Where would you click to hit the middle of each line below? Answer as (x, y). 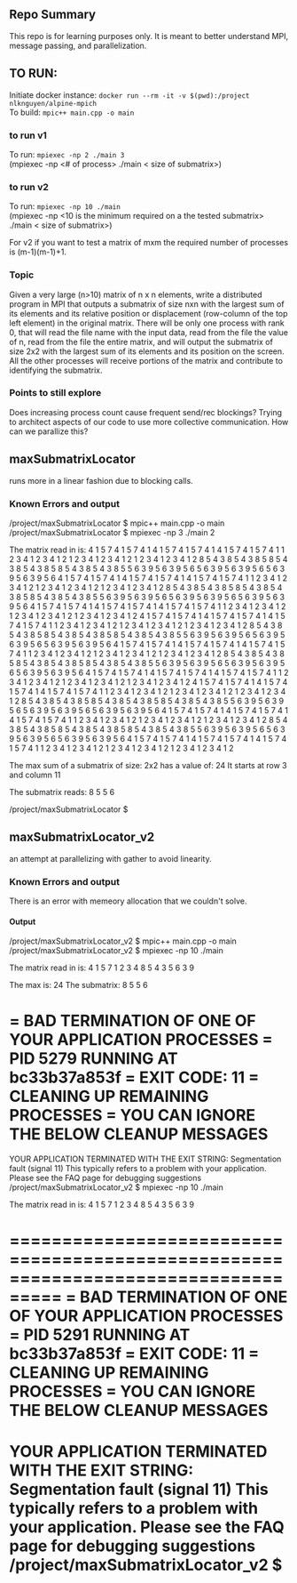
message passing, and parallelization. (78, 45)
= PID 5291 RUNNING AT (100, 1335)
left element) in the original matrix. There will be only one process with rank (147, 323)
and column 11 (35, 775)
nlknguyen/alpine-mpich (53, 103)
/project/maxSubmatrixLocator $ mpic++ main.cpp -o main (117, 523)
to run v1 (28, 135)
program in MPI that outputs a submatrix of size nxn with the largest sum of (147, 304)
